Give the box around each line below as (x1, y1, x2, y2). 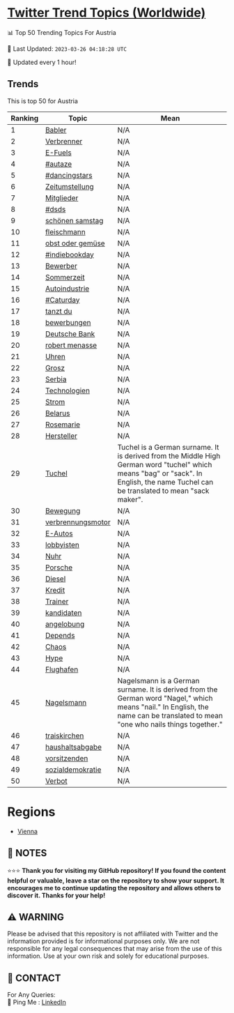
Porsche (45, 563, 73, 572)
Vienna (17, 827, 38, 835)
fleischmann (45, 227, 86, 236)
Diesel (45, 574, 66, 584)
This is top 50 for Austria (7, 96, 79, 105)
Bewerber (45, 261, 78, 271)
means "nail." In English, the (117, 702, 209, 712)
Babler (45, 125, 67, 135)
